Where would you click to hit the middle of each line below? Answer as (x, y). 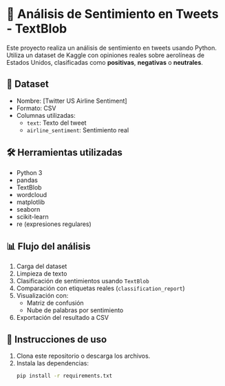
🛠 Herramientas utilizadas (65, 153)
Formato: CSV (36, 108)
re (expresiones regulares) (54, 224)
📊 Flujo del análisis (49, 246)
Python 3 (29, 172)
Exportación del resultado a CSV (63, 318)
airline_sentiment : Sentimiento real (78, 130)
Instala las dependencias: (52, 363)
